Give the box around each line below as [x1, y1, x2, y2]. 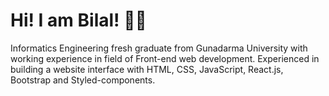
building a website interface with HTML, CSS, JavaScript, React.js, [10, 63, 284, 75]
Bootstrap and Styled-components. [10, 74, 156, 86]
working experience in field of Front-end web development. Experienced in [10, 52, 320, 64]
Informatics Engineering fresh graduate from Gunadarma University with [10, 42, 308, 54]
